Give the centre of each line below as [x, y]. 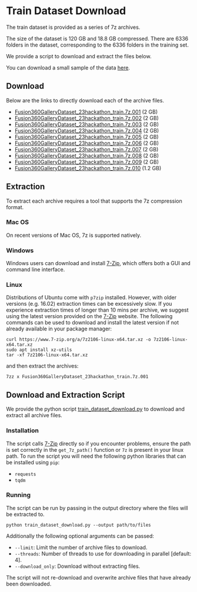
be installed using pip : [33, 462]
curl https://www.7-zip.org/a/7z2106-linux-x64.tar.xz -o [79, 340]
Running [19, 495]
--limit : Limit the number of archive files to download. [81, 547]
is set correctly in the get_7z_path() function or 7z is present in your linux [95, 449]
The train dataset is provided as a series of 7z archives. [73, 27]
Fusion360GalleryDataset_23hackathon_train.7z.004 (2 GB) [87, 130]
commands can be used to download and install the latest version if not [93, 323]
